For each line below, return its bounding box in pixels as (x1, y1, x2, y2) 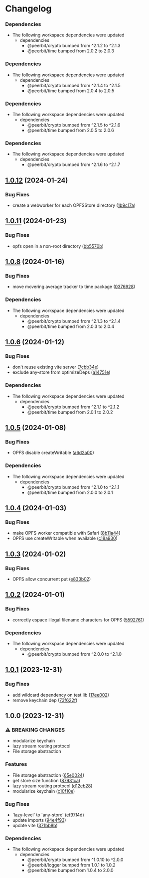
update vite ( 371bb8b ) (12, 823, 58, 829)
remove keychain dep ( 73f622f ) (12, 697, 78, 703)
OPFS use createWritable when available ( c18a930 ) (12, 535, 118, 541)
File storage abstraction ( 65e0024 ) (12, 772, 85, 778)
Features (5, 761, 27, 768)
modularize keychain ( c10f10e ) (12, 788, 75, 794)
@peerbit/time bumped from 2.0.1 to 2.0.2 (27, 409, 113, 415)
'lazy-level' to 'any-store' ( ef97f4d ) (12, 812, 84, 818)
